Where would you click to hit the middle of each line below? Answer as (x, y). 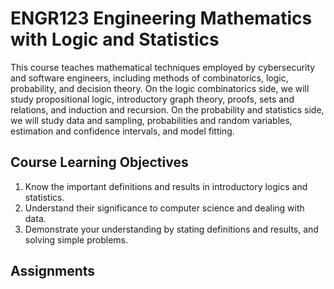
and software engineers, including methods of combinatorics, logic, (149, 78)
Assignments (53, 271)
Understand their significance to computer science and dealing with (164, 208)
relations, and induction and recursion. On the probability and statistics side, (167, 109)
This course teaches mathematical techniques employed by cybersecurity (163, 67)
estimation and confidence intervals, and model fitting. (122, 131)
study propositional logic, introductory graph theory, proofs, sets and (152, 99)
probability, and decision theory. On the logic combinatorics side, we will (160, 88)
